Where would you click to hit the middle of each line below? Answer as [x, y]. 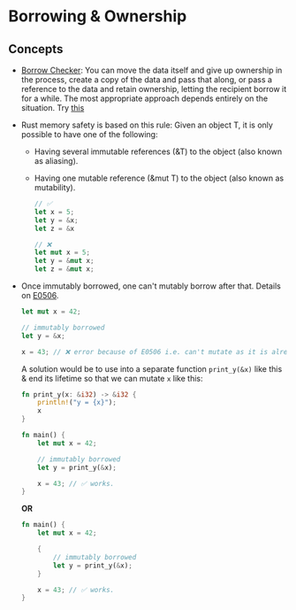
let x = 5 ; [54, 212]
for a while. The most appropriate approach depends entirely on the [144, 98]
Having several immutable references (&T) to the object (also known [158, 151]
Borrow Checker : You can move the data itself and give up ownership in [152, 70]
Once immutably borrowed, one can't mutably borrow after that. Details [151, 286]
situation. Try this [53, 108]
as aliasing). [56, 161]
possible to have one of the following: [89, 134]
